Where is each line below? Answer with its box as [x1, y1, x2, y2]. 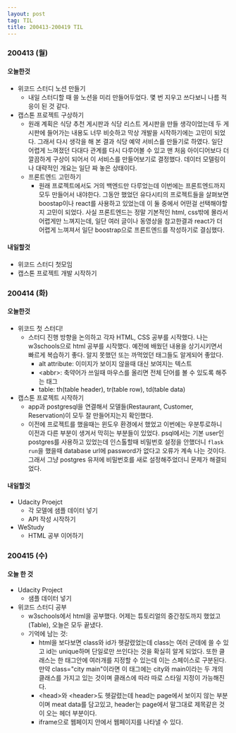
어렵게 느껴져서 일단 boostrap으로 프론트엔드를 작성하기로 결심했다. [38, 225, 225, 234]
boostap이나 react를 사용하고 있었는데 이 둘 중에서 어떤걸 [38, 199, 198, 207]
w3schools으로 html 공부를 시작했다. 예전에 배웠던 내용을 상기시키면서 [27, 341, 223, 350]
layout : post [7, 10, 46, 18]
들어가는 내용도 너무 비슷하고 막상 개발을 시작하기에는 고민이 [46, 128, 213, 136]
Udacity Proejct [17, 498, 63, 506]
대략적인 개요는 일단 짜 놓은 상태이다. [35, 163, 137, 172]
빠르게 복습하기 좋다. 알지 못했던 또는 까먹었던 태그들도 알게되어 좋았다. [27, 351, 224, 359]
